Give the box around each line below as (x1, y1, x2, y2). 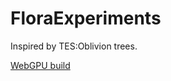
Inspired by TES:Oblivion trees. (10, 40, 138, 52)
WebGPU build (10, 59, 71, 71)
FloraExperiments (10, 7, 162, 30)
